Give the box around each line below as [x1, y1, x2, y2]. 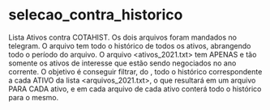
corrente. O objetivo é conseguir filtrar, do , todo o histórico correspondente [8, 66, 263, 76]
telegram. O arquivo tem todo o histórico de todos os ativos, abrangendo [8, 40, 251, 50]
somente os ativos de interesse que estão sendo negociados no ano [8, 58, 237, 68]
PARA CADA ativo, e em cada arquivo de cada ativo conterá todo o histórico [8, 83, 262, 94]
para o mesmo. [8, 92, 59, 102]
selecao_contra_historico [8, 6, 183, 24]
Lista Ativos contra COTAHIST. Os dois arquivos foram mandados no [8, 32, 238, 42]
